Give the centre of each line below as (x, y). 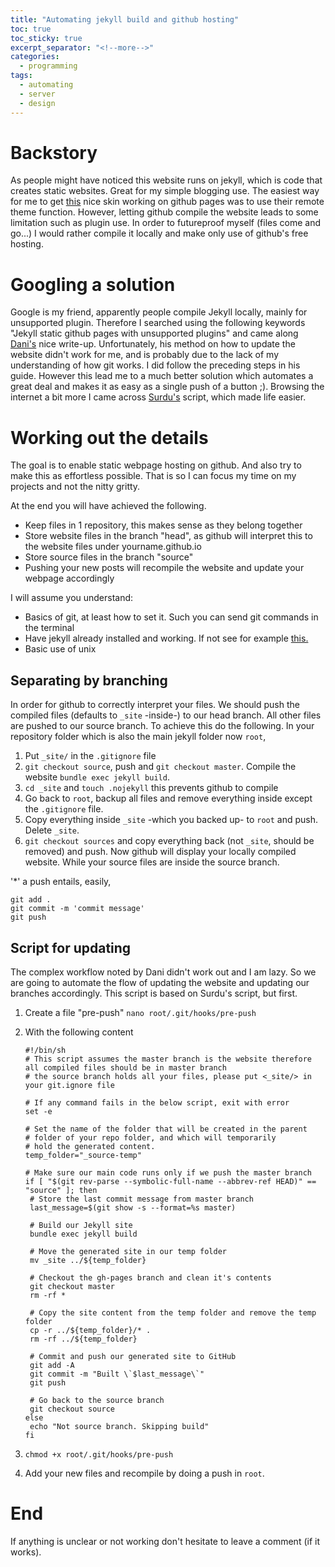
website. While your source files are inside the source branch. (152, 862)
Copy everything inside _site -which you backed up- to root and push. (171, 820)
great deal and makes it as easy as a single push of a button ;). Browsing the (167, 387)
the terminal (49, 628)
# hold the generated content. (90, 1146)
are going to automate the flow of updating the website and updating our (160, 982)
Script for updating (71, 947)
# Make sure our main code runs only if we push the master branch (168, 1172)
